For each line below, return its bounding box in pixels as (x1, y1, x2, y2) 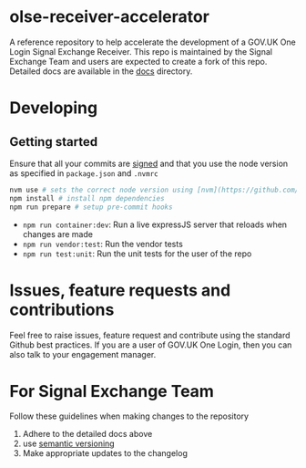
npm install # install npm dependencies (9, 193, 166, 203)
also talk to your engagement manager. (9, 348, 157, 359)
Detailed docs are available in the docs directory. (9, 66, 193, 77)
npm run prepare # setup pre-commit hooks (9, 203, 173, 212)
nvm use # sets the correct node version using (9, 185, 194, 194)
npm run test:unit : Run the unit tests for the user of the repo (22, 248, 252, 259)
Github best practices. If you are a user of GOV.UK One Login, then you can (9, 339, 292, 350)
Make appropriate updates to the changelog (22, 448, 189, 459)
